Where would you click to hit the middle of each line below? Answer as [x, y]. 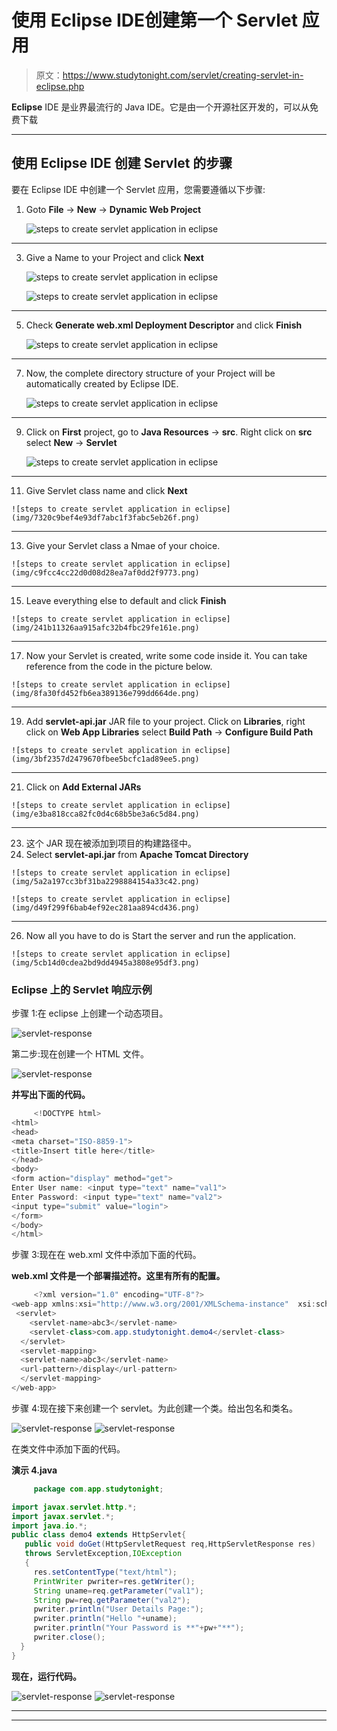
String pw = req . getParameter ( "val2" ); [112, 1600]
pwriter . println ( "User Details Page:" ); [118, 1609]
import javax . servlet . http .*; [74, 1507]
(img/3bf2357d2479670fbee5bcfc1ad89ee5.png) [105, 759]
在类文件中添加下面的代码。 [68, 1448]
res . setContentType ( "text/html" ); [105, 1572]
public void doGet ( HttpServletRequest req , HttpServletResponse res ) [170, 1544]
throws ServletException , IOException [103, 1554]
